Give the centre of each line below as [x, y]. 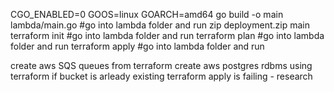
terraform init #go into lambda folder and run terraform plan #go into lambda [167, 35]
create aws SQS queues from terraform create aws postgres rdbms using [161, 65]
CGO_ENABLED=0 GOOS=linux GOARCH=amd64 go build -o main [147, 14]
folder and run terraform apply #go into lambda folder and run [137, 46]
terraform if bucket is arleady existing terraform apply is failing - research [161, 76]
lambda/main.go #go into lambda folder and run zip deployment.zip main [160, 25]
